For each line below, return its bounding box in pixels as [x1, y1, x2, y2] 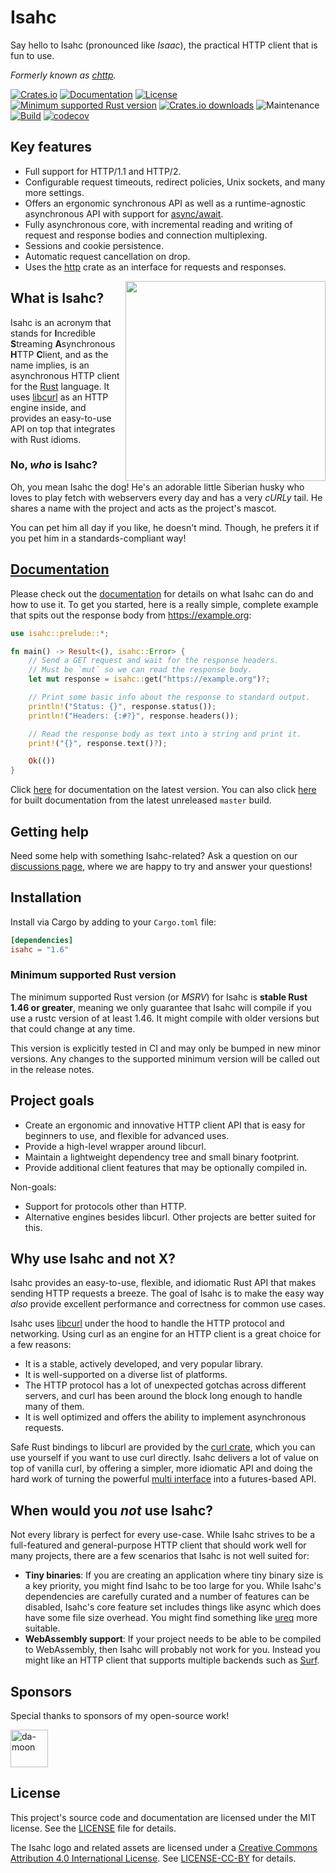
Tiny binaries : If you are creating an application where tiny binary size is [24, 1569, 324, 1581]
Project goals [10, 1092, 95, 1110]
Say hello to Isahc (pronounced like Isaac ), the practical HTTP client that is [10, 39, 318, 51]
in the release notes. [10, 1063, 95, 1075]
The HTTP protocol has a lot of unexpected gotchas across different [24, 1379, 307, 1391]
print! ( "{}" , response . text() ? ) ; [28, 738, 168, 748]
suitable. [24, 1622, 61, 1635]
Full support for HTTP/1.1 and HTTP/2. [24, 165, 182, 177]
